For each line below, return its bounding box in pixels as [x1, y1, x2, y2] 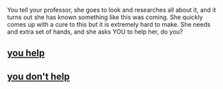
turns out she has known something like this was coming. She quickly [7, 13, 203, 21]
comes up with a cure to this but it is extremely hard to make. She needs [7, 21, 211, 28]
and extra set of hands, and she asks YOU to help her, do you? [7, 27, 183, 36]
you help [7, 47, 45, 59]
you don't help [7, 71, 70, 82]
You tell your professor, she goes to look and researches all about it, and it [7, 6, 217, 14]
